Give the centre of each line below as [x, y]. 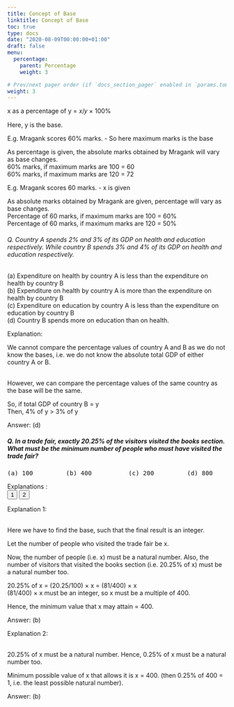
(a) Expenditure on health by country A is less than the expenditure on [108, 276]
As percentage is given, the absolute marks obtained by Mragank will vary [114, 152]
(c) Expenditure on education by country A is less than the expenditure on [113, 306]
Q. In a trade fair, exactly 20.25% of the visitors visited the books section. [116, 441]
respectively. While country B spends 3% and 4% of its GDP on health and [115, 247]
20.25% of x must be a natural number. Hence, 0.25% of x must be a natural [117, 655]
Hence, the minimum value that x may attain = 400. [81, 606]
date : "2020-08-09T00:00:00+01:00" [59, 40]
